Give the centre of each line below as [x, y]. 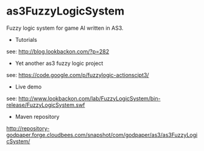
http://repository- [28, 128]
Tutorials [26, 39]
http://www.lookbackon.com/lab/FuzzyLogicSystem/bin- [89, 98]
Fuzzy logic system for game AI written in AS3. [65, 28]
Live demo [28, 87]
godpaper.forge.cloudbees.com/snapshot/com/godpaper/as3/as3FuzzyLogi [102, 135]
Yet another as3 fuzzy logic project [59, 63]
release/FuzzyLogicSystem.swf [46, 105]
